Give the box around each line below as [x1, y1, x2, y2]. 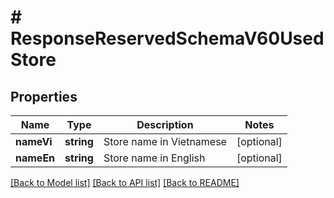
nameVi [15, 135, 53, 148]
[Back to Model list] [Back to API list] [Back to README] [10, 177, 240, 188]
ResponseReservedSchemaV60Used [10, 27, 325, 50]
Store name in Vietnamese [103, 135, 227, 148]
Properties [10, 88, 78, 105]
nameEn [15, 151, 56, 165]
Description [136, 118, 194, 131]
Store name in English [103, 151, 206, 165]
